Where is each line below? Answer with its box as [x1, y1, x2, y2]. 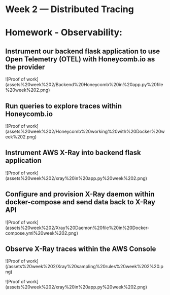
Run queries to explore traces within [5, 101, 122, 110]
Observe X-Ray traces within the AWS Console [5, 245, 156, 253]
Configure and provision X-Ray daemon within [5, 190, 155, 199]
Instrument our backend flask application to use [5, 47, 160, 55]
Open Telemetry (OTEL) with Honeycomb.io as [5, 55, 155, 63]
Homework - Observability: [5, 27, 123, 39]
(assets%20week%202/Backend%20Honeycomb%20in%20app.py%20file [5, 82, 163, 88]
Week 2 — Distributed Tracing [5, 4, 134, 15]
